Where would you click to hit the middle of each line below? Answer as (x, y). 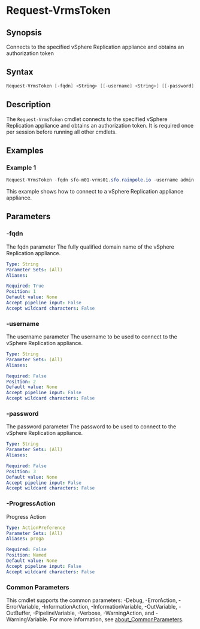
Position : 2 (21, 382)
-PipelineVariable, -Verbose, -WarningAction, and (93, 613)
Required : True (25, 286)
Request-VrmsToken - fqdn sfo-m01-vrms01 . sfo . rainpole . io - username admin (100, 180)
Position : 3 (21, 471)
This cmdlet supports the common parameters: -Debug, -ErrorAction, (92, 600)
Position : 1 (21, 292)
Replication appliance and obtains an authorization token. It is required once (100, 125)
